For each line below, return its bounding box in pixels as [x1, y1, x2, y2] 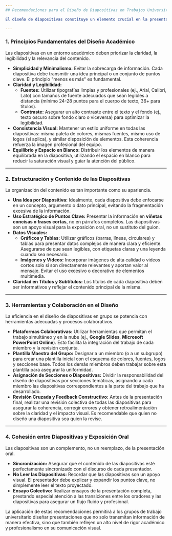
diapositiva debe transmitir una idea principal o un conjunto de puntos [12, 70, 161, 77]
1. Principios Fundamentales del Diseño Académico [5, 38, 135, 45]
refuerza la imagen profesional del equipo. [12, 141, 102, 148]
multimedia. [20, 273, 45, 279]
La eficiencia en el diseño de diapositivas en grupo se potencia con [5, 313, 147, 319]
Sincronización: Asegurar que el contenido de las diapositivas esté [12, 460, 155, 466]
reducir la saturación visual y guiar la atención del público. [12, 157, 136, 164]
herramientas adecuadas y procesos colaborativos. [5, 319, 114, 325]
